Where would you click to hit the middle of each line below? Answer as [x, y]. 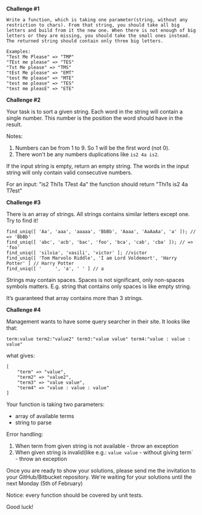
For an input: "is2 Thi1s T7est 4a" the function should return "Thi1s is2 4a [97, 184]
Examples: [19, 51]
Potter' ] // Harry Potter [40, 263]
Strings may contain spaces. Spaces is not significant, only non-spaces [95, 280]
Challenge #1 [23, 9]
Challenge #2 [24, 100]
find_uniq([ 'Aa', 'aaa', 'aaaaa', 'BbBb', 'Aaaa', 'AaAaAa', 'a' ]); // [101, 232]
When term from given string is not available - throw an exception [97, 446]
